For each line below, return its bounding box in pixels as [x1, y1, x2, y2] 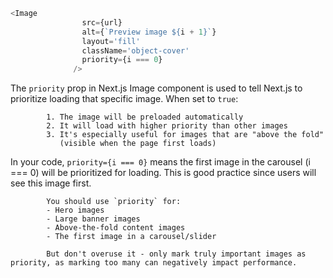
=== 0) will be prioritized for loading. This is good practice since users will [10, 167, 317, 179]
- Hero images [46, 205, 105, 216]
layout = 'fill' [81, 36, 141, 46]
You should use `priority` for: [46, 197, 182, 207]
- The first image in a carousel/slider [46, 232, 217, 242]
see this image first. [10, 177, 92, 189]
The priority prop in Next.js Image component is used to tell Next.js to [10, 82, 303, 94]
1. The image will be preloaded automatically [46, 112, 244, 123]
